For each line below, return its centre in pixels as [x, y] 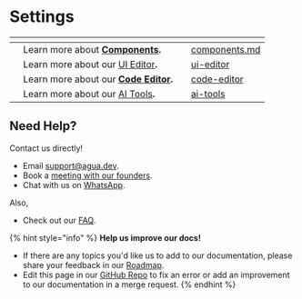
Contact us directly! [46, 148]
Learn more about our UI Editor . [91, 64]
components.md [226, 49]
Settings [42, 17]
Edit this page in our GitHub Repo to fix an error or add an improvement [156, 274]
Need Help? [43, 126]
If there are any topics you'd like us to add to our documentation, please [157, 255]
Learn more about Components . [92, 49]
